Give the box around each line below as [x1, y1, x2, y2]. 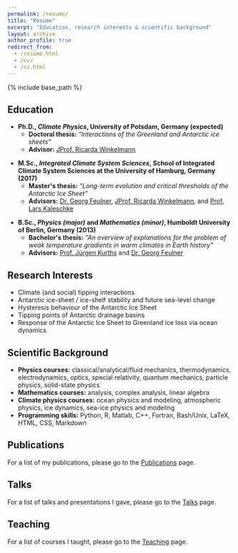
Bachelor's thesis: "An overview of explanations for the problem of [28, 233, 227, 242]
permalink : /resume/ [7, 10, 69, 18]
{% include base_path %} [7, 83, 83, 91]
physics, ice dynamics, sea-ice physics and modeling [17, 403, 175, 412]
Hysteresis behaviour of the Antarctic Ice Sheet [17, 304, 157, 312]
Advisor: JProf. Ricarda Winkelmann [28, 145, 136, 154]
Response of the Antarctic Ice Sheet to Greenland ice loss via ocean [17, 319, 218, 327]
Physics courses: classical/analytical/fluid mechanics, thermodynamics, [17, 366, 232, 374]
